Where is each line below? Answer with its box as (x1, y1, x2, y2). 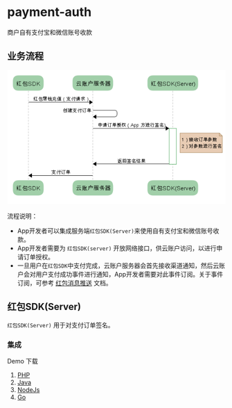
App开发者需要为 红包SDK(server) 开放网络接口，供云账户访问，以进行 (17, 244, 217, 252)
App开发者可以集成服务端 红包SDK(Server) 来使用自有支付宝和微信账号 (17, 227, 213, 235)
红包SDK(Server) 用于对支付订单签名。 (7, 320, 114, 329)
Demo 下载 (7, 357, 38, 366)
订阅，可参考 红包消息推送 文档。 (17, 279, 112, 287)
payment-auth (7, 4, 92, 20)
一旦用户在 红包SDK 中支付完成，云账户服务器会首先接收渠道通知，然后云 (17, 261, 220, 270)
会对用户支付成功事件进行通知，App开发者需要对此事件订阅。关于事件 (23, 270, 224, 278)
